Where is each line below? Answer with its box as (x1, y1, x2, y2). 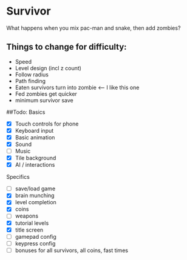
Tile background (15, 155, 56, 162)
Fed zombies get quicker (15, 90, 78, 98)
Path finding (15, 77, 46, 84)
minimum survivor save (15, 96, 74, 104)
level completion (15, 199, 56, 206)
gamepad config (15, 233, 56, 240)
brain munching (15, 192, 55, 199)
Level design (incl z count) (15, 64, 82, 72)
